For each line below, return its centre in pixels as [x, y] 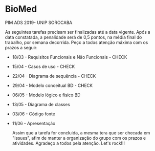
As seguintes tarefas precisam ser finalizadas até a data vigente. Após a [78, 32]
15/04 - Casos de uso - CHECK [43, 66]
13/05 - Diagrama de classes [41, 104]
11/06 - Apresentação [34, 123]
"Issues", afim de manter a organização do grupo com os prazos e [79, 138]
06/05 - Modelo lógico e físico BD [46, 95]
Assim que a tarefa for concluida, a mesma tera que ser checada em [81, 132]
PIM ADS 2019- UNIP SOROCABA [39, 22]
